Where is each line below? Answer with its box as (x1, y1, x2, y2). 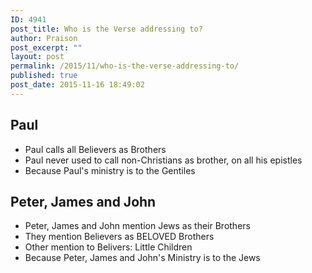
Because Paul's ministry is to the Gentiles (24, 164, 196, 176)
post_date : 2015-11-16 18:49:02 (10, 80, 145, 90)
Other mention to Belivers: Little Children (24, 241, 193, 253)
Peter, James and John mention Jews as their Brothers (24, 220, 251, 232)
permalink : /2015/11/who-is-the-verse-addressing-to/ (10, 61, 240, 71)
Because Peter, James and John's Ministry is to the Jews (24, 252, 261, 264)
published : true (10, 71, 78, 81)
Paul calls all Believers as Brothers (24, 143, 167, 155)
